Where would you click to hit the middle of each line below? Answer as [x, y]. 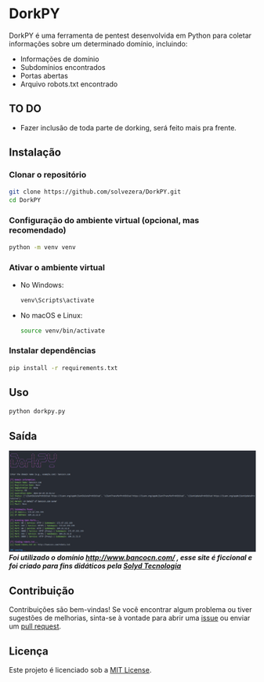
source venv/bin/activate [62, 331]
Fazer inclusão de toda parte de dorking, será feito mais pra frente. [128, 127]
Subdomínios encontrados [63, 67]
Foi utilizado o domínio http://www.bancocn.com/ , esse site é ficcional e [131, 558]
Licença [29, 651]
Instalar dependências [52, 350]
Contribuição [42, 590]
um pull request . [35, 626]
